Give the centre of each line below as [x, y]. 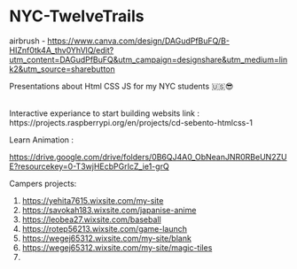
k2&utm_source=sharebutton [62, 69]
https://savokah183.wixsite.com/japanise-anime [109, 210]
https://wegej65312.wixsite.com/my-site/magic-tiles [117, 247]
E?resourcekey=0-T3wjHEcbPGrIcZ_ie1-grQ [90, 166]
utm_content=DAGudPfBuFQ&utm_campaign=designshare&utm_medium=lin [148, 59]
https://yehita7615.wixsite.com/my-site [93, 200]
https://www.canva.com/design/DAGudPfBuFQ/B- [139, 41]
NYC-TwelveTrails [77, 16]
